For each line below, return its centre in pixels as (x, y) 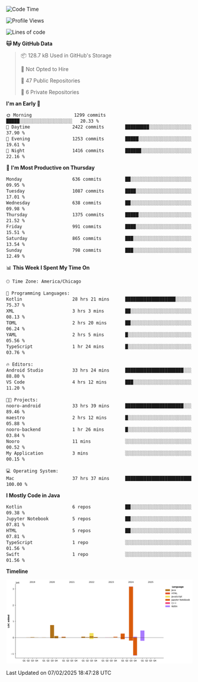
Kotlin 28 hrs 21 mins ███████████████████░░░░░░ (99, 299)
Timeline (17, 571)
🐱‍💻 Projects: (22, 400)
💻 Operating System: (33, 471)
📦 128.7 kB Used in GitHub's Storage (66, 55)
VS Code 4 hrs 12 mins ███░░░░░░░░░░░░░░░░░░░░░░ (99, 382)
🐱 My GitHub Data (30, 44)
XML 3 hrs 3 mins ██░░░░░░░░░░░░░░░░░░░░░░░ (99, 311)
